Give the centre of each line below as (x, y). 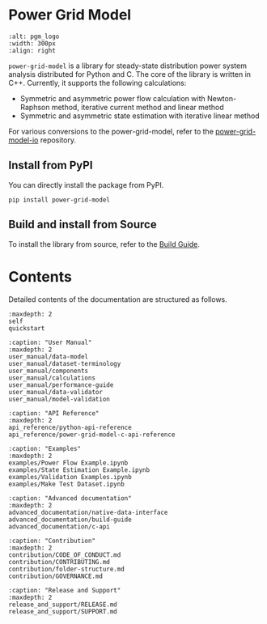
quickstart (27, 328)
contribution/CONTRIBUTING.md (59, 562)
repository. (58, 140)
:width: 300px (32, 43)
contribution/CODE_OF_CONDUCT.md (65, 555)
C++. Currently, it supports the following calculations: (97, 83)
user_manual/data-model (49, 357)
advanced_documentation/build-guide (70, 520)
